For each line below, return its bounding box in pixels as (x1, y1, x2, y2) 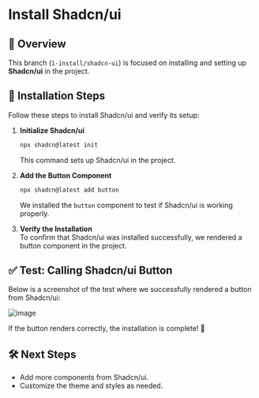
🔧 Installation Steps (8, 89, 106, 103)
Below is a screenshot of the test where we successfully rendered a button (8, 285, 252, 294)
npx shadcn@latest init (19, 141, 99, 149)
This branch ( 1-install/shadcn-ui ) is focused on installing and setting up (8, 58, 247, 67)
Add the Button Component (19, 170, 112, 180)
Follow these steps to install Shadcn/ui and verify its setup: (8, 110, 200, 119)
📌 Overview (8, 37, 66, 51)
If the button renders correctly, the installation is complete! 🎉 (8, 324, 205, 333)
